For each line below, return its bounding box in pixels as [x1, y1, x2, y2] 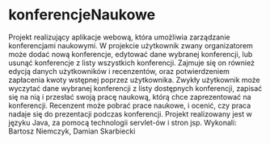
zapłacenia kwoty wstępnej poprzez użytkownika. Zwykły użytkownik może [8, 75, 260, 84]
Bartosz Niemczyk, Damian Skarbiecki [8, 126, 136, 136]
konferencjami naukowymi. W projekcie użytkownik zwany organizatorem [8, 40, 253, 50]
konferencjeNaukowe [8, 6, 156, 24]
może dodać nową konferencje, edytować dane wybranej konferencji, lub [8, 49, 253, 59]
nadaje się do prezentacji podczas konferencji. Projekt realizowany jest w [8, 109, 252, 118]
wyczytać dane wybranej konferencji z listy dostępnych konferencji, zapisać [8, 83, 263, 93]
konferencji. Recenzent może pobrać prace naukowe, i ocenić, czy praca [8, 101, 251, 110]
